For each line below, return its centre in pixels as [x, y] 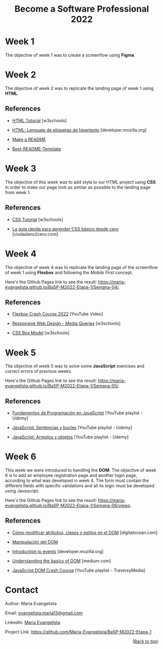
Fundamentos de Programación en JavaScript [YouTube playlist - [77, 413]
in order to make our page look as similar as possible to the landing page [78, 187]
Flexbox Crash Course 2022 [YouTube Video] [57, 314]
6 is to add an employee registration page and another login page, [71, 476]
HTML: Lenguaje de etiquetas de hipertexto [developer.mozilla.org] [79, 130]
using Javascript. [22, 491]
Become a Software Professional [82, 9]
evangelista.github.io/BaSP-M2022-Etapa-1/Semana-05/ [62, 386]
